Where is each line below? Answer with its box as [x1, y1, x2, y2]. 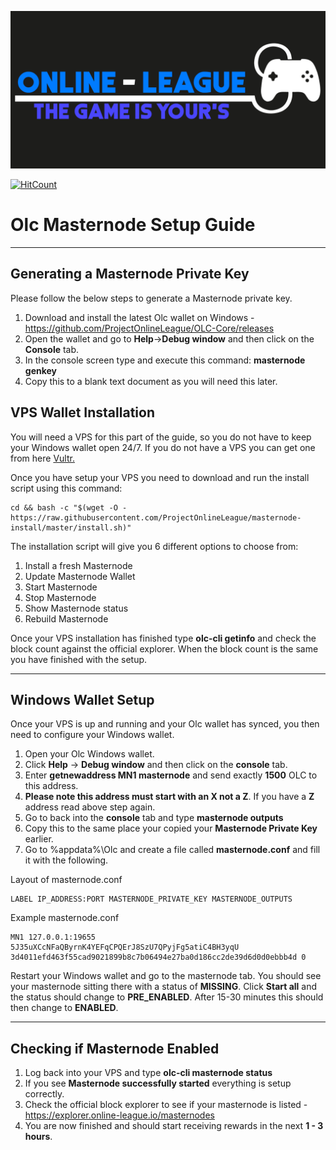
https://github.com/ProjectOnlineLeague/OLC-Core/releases [24, 322, 275, 334]
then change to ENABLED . [10, 1002, 119, 1014]
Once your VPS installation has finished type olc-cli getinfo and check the [10, 632, 317, 644]
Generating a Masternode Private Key [10, 266, 250, 283]
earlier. [24, 833, 54, 845]
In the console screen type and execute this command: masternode [24, 354, 306, 366]
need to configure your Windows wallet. [10, 729, 175, 741]
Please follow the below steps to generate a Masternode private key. [10, 292, 293, 304]
